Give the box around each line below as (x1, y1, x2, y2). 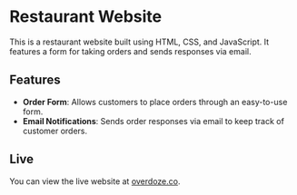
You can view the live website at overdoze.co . (9, 175, 181, 187)
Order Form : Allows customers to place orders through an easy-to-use (22, 96, 288, 107)
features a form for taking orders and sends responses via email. (9, 45, 252, 56)
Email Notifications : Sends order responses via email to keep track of (22, 115, 284, 126)
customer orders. (22, 125, 88, 136)
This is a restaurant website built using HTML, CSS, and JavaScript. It (9, 36, 270, 47)
